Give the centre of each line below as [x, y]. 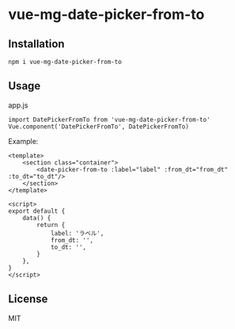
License [28, 299]
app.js [18, 105]
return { [51, 225]
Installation [36, 44]
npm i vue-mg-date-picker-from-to [65, 62]
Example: [23, 141]
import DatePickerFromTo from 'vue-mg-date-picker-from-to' [110, 119]
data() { [37, 218]
